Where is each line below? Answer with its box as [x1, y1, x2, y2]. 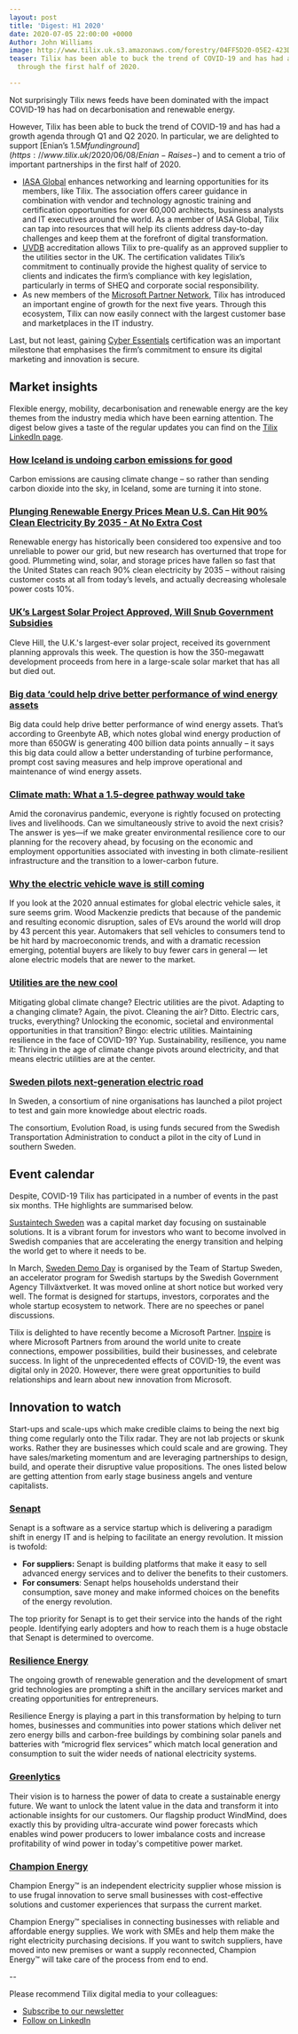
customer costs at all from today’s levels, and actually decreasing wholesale [9, 574, 286, 585]
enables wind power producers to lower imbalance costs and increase [9, 1828, 266, 1839]
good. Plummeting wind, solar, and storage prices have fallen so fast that [9, 556, 276, 566]
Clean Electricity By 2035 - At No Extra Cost [9, 516, 202, 528]
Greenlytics [9, 1770, 61, 1783]
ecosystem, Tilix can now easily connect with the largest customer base [21, 308, 286, 319]
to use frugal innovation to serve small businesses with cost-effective [9, 1889, 263, 1900]
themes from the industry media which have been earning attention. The [9, 412, 274, 423]
